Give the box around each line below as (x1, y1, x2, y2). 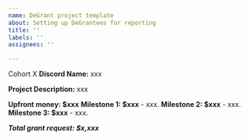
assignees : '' (8, 41, 55, 49)
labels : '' (8, 33, 44, 42)
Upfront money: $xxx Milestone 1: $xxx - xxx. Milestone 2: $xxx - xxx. (8, 100, 241, 109)
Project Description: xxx (8, 84, 89, 94)
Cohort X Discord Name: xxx (8, 69, 102, 79)
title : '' (8, 26, 41, 34)
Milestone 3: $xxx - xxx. (8, 108, 89, 118)
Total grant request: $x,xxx (8, 123, 100, 133)
